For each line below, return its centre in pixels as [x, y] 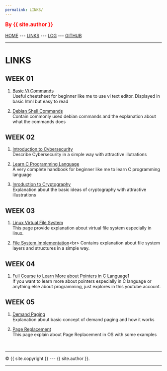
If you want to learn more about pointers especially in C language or [82, 281]
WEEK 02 [20, 137]
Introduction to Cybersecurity [42, 149]
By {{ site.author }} [29, 24]
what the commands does [39, 121]
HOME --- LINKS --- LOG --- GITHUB [43, 35]
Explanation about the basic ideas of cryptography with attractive [79, 189]
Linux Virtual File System [38, 223]
